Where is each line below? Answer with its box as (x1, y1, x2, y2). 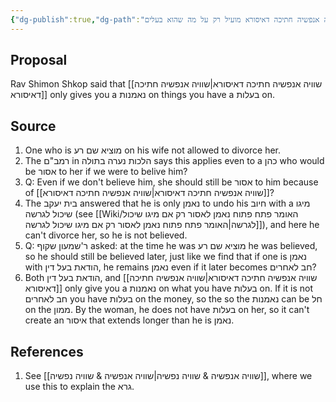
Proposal (10, 52, 68, 69)
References (10, 343, 84, 360)
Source (10, 117, 57, 135)
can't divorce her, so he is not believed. (24, 229, 188, 241)
